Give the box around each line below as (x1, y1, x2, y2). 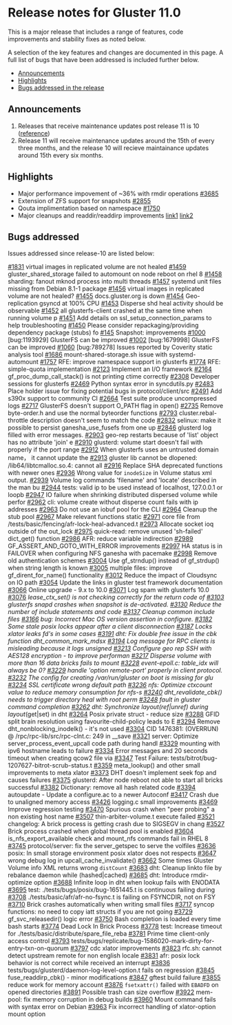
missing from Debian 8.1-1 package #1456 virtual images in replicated (8, 284, 204, 293)
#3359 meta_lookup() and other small (93, 761, 200, 770)
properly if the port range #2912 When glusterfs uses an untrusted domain (8, 445, 219, 454)
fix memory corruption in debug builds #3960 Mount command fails (23, 995, 216, 1004)
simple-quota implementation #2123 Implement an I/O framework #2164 (8, 365, 213, 373)
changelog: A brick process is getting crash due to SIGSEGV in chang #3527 (8, 820, 225, 828)
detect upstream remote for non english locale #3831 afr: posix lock (8, 951, 200, 960)
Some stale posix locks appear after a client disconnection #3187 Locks (8, 622, 213, 631)
